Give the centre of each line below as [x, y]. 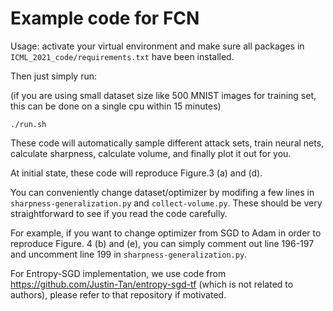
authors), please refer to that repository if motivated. [118, 294]
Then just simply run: [53, 76]
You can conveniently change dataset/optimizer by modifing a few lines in [162, 192]
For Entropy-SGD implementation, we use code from [118, 273]
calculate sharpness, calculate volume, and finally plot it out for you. [151, 153]
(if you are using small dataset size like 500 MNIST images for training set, [163, 95]
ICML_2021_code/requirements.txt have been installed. [122, 56]
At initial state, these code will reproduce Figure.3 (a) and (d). [136, 173]
